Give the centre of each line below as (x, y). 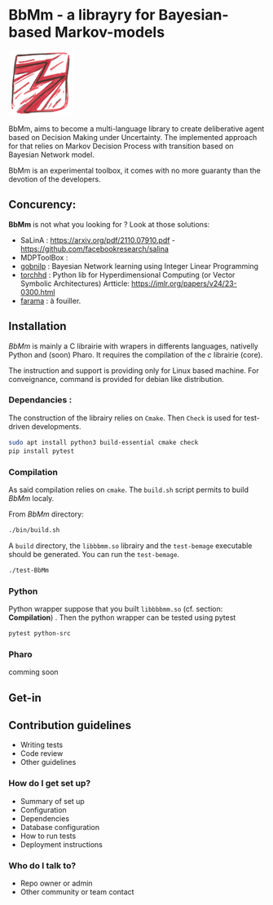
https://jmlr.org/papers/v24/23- (185, 283)
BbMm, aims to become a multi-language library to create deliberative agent (136, 129)
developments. (56, 426)
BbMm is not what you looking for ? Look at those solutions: (109, 224)
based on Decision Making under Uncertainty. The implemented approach (133, 137)
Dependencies (45, 818)
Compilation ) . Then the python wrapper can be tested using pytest (122, 617)
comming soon (33, 672)
